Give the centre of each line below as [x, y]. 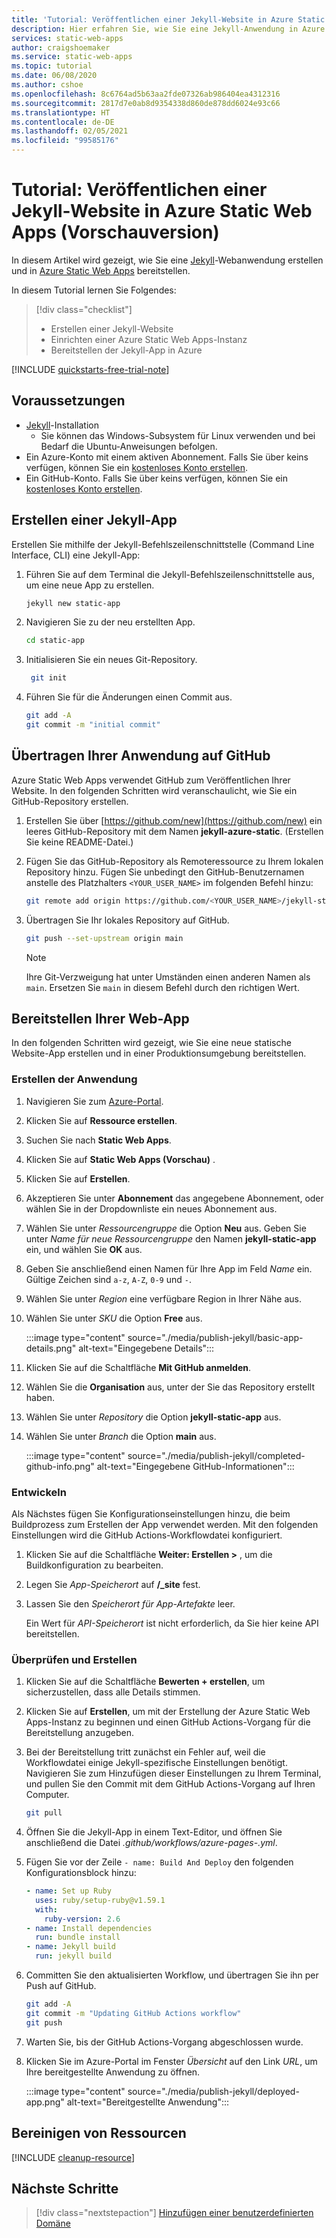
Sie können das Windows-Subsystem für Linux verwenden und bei [178, 435]
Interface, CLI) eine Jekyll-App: [76, 555]
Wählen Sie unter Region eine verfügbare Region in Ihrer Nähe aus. [163, 1298]
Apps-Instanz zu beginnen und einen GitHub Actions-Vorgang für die [168, 1722]
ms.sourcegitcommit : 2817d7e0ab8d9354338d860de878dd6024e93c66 [146, 103]
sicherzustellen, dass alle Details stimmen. [113, 1692]
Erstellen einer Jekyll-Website [112, 328]
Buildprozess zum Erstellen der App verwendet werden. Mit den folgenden [165, 1524]
